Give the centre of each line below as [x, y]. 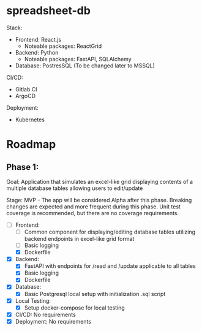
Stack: [14, 28]
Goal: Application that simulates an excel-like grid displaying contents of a [100, 181]
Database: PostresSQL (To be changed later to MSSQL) [85, 66]
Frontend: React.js [38, 39]
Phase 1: [23, 167]
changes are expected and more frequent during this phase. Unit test [93, 207]
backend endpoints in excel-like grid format [79, 239]
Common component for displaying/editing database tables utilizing [110, 232]
